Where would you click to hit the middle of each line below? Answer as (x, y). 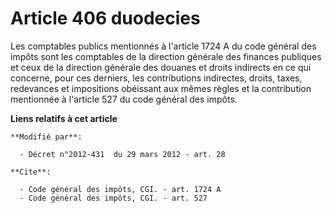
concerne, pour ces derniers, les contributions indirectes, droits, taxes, (156, 78)
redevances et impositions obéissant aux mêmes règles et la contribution (161, 88)
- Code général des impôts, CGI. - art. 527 (113, 198)
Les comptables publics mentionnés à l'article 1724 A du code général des (163, 46)
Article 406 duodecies (105, 18)
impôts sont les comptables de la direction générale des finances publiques (166, 56)
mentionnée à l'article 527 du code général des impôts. (124, 99)
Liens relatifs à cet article (64, 118)
